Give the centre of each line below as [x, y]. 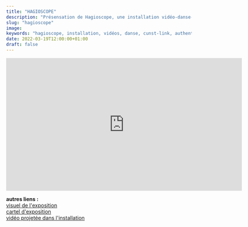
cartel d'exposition [29, 211]
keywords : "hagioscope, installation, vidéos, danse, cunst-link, [89, 34]
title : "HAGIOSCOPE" [32, 11]
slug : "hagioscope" [30, 22]
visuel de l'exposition [32, 205]
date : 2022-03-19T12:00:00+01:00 [47, 39]
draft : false [22, 45]
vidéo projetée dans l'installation [46, 218]
